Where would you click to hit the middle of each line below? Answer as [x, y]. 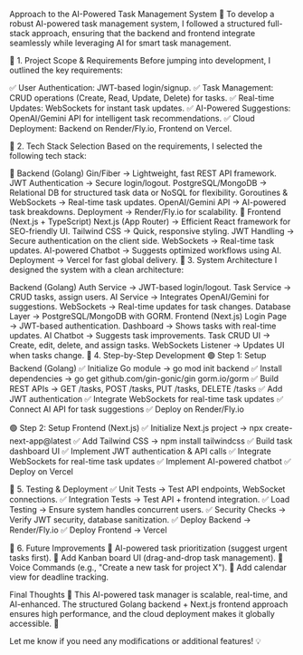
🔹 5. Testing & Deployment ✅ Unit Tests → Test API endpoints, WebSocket [147, 489]
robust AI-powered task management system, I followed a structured [137, 24]
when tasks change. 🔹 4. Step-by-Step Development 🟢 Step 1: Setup [138, 355]
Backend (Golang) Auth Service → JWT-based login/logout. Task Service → [151, 287]
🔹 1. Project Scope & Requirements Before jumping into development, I [140, 60]
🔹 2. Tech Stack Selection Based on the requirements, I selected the [136, 146]
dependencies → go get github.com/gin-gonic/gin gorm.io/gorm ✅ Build [144, 378]
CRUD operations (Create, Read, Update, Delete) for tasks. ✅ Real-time [142, 98]
